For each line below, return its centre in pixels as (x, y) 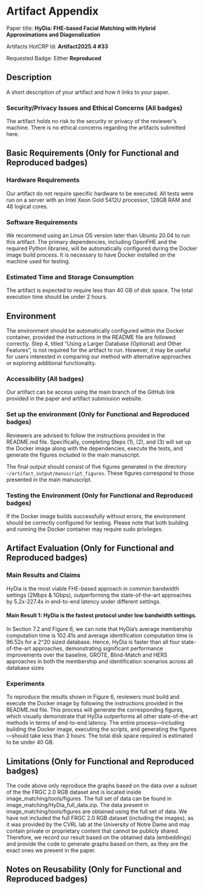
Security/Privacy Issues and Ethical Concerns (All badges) (94, 108)
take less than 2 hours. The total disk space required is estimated (111, 736)
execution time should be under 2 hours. (57, 297)
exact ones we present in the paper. (51, 850)
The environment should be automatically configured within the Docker (95, 331)
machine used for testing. (38, 262)
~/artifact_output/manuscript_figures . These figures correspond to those (100, 473)
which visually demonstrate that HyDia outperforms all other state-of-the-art (102, 716)
